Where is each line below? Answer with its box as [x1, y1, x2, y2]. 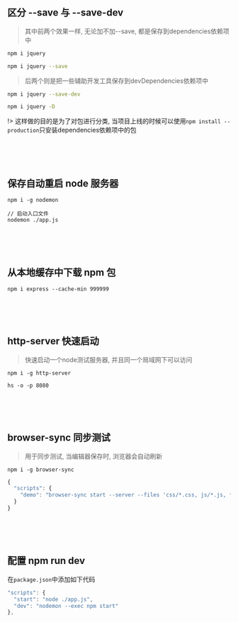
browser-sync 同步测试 [7, 431, 111, 444]
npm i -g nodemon [7, 197, 59, 204]
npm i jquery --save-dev [7, 91, 81, 98]
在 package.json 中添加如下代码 [7, 575, 96, 583]
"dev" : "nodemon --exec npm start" [13, 602, 119, 609]
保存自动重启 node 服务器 [7, 177, 119, 189]
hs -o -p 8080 [7, 382, 50, 389]
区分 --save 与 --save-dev [7, 6, 124, 19]
